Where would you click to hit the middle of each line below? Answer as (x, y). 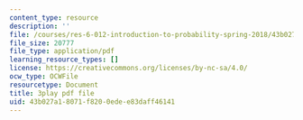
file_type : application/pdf (62, 51)
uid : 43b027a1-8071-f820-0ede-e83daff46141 (92, 102)
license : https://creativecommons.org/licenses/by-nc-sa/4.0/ (129, 69)
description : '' (40, 26)
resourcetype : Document (54, 85)
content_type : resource (54, 18)
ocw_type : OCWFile (44, 77)
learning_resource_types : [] (64, 60)
